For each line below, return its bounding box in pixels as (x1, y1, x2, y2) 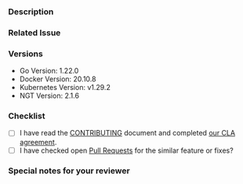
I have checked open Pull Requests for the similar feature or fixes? (19, 146, 234, 155)
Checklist (8, 110, 45, 121)
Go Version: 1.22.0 (19, 66, 79, 76)
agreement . (19, 137, 57, 146)
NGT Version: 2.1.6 (19, 91, 80, 100)
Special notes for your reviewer (8, 165, 131, 176)
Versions (8, 48, 43, 59)
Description (8, 6, 54, 17)
